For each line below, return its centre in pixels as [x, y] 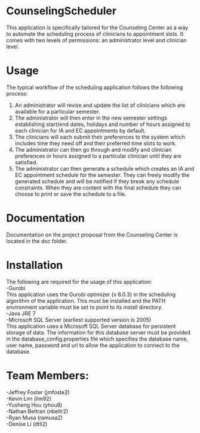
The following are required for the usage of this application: [79, 281]
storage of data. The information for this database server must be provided [99, 332]
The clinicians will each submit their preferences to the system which [100, 137]
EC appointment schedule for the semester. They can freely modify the [102, 175]
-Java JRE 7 [21, 313]
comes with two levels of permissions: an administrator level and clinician [96, 40]
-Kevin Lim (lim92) [29, 398]
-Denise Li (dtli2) [27, 424]
